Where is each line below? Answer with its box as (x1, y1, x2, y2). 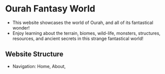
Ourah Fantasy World (5, 3, 95, 14)
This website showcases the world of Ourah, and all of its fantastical (12, 19, 153, 25)
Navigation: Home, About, (12, 63, 66, 69)
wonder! (12, 24, 30, 30)
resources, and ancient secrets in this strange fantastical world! (12, 35, 143, 41)
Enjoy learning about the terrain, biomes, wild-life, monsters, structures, (12, 30, 161, 36)
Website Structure (5, 50, 63, 58)
